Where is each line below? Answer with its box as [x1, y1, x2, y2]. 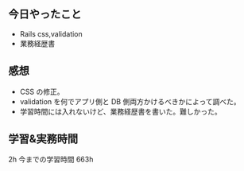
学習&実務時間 [8, 132, 79, 146]
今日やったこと [8, 7, 82, 21]
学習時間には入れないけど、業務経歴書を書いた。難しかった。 [19, 107, 223, 116]
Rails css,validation [19, 29, 83, 38]
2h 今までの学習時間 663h [8, 154, 94, 165]
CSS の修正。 [19, 87, 64, 96]
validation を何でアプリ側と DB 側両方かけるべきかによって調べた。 [19, 96, 241, 106]
